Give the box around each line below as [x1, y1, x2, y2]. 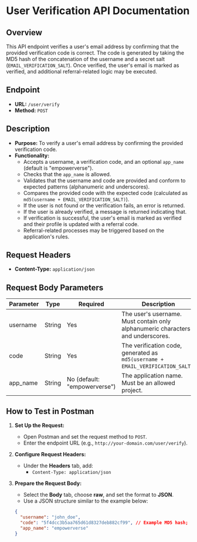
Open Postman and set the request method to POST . [23, 433, 148, 440]
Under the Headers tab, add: [23, 462, 93, 469]
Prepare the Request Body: [14, 480, 82, 487]
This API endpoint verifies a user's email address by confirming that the [6, 43, 179, 50]
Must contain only [121, 317, 171, 325]
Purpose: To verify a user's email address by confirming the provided [14, 139, 184, 146]
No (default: [66, 375, 100, 383]
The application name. [121, 372, 183, 380]
